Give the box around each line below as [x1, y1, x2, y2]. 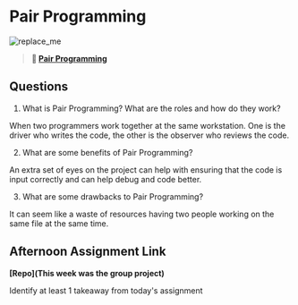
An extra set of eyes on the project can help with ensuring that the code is [9, 164, 283, 175]
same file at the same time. [9, 217, 109, 229]
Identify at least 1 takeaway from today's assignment [9, 284, 203, 296]
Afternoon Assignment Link [9, 244, 166, 259]
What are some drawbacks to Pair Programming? [21, 191, 204, 202]
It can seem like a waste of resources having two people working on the [9, 208, 275, 219]
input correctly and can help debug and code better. [9, 174, 202, 184]
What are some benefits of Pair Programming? [21, 147, 193, 157]
